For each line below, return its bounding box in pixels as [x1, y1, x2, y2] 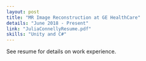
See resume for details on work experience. [6, 48, 117, 55]
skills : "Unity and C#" [6, 31, 67, 37]
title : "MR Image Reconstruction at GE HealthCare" [6, 14, 141, 21]
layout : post [6, 8, 40, 15]
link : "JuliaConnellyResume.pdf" [6, 25, 92, 32]
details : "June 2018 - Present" [6, 20, 89, 26]
